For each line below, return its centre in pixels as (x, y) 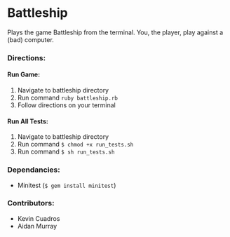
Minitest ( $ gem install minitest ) (67, 185)
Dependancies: (34, 170)
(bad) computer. (31, 39)
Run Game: (24, 74)
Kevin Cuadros (39, 218)
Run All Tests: (28, 121)
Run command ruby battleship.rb (67, 98)
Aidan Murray (37, 226)
